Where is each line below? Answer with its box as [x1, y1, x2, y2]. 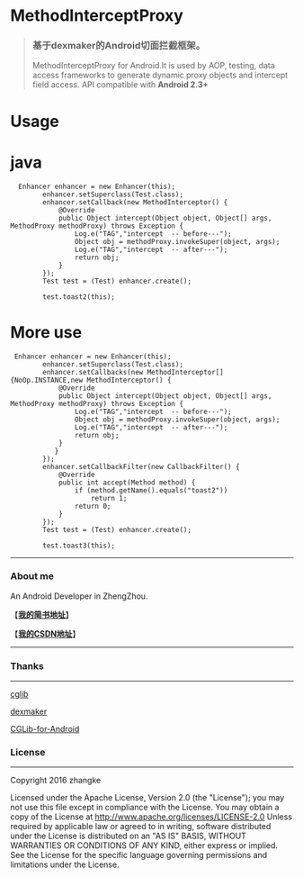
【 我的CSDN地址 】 [10, 628, 81, 639]
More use [10, 321, 83, 342]
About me [10, 570, 55, 583]
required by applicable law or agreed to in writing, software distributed [10, 821, 272, 832]
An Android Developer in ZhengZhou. [10, 591, 148, 601]
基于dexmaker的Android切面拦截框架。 [31, 40, 206, 52]
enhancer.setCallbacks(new [42, 367, 144, 376]
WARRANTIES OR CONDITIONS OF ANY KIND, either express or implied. [10, 840, 278, 851]
